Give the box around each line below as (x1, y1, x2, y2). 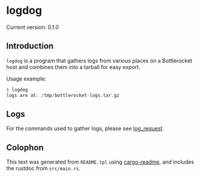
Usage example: (6, 75, 47, 82)
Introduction (6, 41, 54, 51)
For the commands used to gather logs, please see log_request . (6, 125, 164, 132)
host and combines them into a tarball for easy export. (6, 63, 141, 70)
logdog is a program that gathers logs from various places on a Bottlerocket (6, 57, 193, 64)
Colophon (6, 142, 44, 152)
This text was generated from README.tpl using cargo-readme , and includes (6, 158, 194, 166)
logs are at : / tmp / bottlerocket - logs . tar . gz (6, 92, 120, 98)
